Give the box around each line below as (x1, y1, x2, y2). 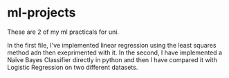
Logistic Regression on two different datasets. (7, 63, 138, 71)
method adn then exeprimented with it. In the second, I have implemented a (7, 48, 223, 57)
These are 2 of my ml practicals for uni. (7, 28, 120, 36)
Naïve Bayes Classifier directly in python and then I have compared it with (7, 55, 218, 64)
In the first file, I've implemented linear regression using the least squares (7, 41, 217, 49)
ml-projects (7, 5, 76, 21)
